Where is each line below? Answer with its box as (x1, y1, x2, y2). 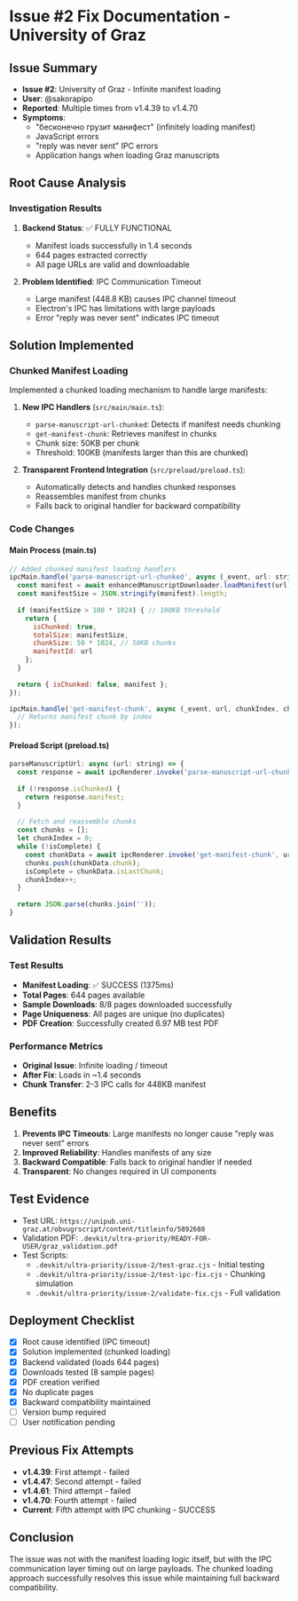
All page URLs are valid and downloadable (35, 259, 191, 270)
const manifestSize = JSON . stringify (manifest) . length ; (17, 589, 228, 598)
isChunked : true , (32, 622, 98, 631)
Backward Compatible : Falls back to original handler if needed (21, 1156, 253, 1167)
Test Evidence (9, 1192, 90, 1207)
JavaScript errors (35, 131, 99, 141)
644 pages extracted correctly (35, 249, 148, 260)
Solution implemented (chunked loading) (21, 1346, 171, 1357)
